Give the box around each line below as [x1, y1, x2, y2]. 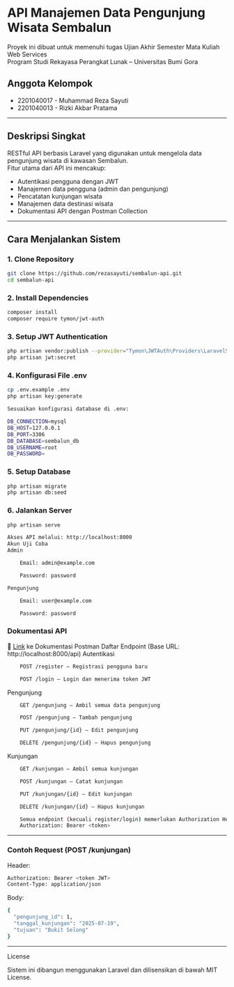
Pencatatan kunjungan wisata [17, 192, 102, 200]
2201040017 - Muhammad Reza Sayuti [17, 96, 129, 104]
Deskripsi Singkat [7, 130, 86, 142]
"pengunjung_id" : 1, [13, 914, 73, 921]
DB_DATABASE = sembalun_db [7, 437, 79, 444]
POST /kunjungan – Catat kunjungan [19, 778, 123, 785]
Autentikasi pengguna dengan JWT [17, 177, 119, 185]
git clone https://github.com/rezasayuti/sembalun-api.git [7, 270, 182, 277]
